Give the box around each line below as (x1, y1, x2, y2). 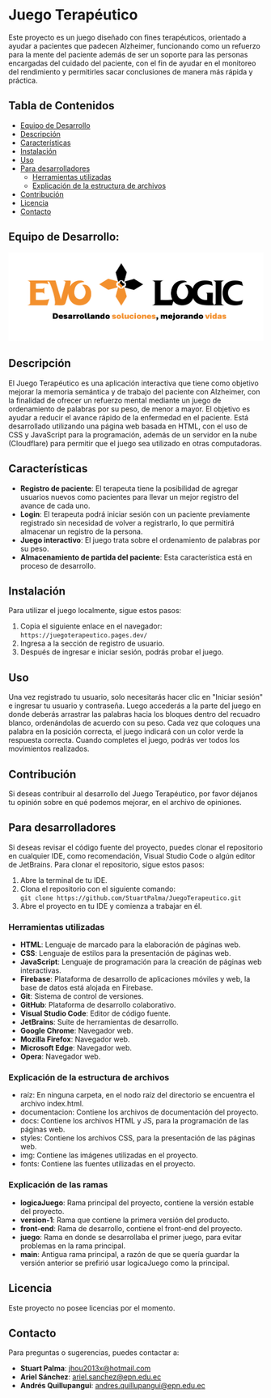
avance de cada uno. (19, 501, 91, 510)
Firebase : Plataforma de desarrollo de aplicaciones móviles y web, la (19, 974, 251, 984)
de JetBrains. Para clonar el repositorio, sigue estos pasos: (8, 859, 205, 869)
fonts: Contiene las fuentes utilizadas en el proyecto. (19, 1159, 196, 1169)
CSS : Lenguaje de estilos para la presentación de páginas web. (19, 948, 231, 958)
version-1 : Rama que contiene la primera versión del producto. (19, 1215, 230, 1225)
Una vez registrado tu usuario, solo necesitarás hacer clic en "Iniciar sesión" (8, 693, 264, 702)
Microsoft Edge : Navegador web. (19, 1043, 132, 1053)
